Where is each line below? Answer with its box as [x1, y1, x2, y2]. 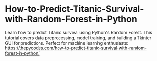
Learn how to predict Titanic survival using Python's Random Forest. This [5, 30, 153, 35]
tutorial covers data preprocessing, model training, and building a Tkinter [5, 35, 152, 41]
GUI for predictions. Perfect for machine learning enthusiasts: [5, 40, 129, 46]
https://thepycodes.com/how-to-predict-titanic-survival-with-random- [5, 45, 147, 51]
